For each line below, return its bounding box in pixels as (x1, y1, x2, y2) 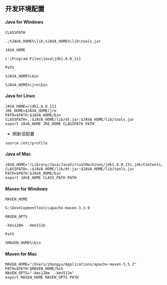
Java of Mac (5, 151, 31, 157)
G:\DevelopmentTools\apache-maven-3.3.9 (5, 206, 90, 211)
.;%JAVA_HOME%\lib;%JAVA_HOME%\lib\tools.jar (5, 39, 101, 44)
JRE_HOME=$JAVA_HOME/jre (5, 108, 57, 113)
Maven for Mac (5, 251, 37, 257)
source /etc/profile (5, 141, 48, 145)
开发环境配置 (5, 4, 45, 13)
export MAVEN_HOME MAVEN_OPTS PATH (5, 275, 79, 280)
